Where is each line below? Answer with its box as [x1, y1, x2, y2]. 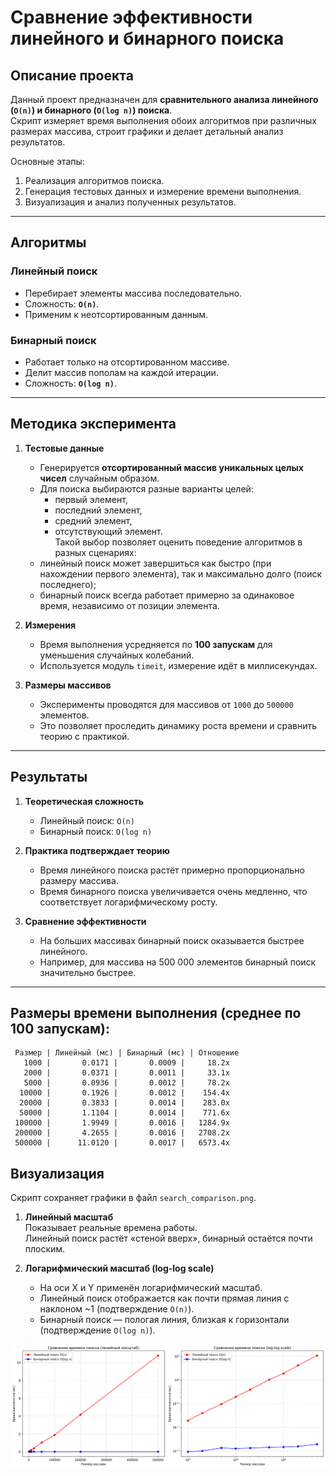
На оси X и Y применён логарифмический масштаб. [39, 1282, 263, 1294]
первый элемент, [54, 493, 128, 505]
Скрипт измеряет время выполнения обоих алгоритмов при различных [10, 115, 317, 126]
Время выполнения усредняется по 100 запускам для [39, 638, 273, 650]
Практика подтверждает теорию [24, 844, 170, 856]
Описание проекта [10, 67, 134, 84]
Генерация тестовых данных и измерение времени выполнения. [24, 186, 302, 197]
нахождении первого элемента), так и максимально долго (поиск [39, 567, 323, 580]
